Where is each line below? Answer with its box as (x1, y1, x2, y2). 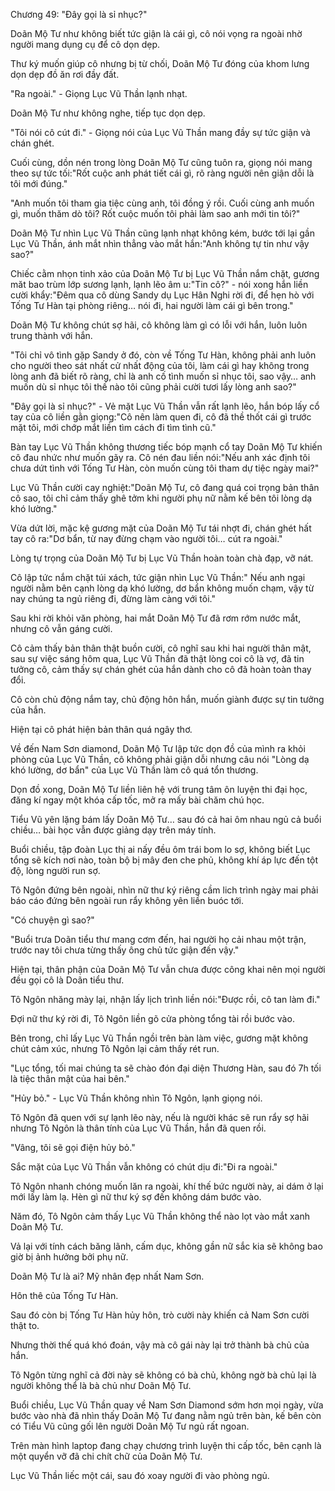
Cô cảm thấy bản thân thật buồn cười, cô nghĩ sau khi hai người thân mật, (10, 642, 312, 654)
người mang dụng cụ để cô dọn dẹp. (10, 39, 161, 50)
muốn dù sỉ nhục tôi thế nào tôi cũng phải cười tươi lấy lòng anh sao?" (10, 381, 297, 393)
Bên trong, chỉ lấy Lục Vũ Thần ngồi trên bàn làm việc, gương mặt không (10, 1032, 309, 1044)
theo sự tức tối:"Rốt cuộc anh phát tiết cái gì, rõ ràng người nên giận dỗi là (10, 167, 315, 179)
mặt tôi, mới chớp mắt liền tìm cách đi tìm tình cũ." (10, 422, 217, 433)
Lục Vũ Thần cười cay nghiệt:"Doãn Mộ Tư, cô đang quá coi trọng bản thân (10, 482, 320, 493)
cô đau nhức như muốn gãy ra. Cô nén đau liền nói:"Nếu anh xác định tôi (10, 452, 311, 463)
